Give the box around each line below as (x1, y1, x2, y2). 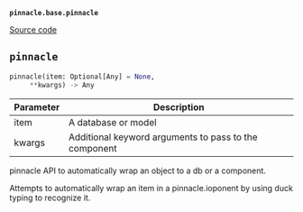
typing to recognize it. (9, 192, 91, 203)
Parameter (14, 100, 60, 113)
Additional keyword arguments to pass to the (68, 131, 259, 143)
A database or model (68, 115, 157, 128)
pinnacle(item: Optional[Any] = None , (9, 72, 155, 81)
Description (152, 100, 205, 113)
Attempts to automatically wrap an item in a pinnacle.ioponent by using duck (9, 182, 293, 193)
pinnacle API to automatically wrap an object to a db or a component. (9, 165, 266, 176)
